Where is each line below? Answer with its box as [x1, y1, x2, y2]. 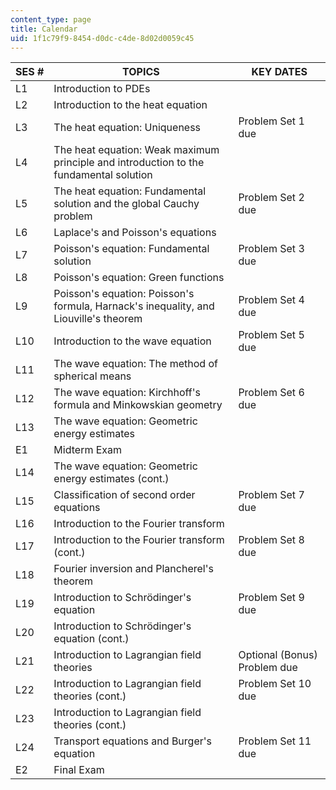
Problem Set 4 [238, 293, 305, 307]
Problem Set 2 [238, 191, 305, 205]
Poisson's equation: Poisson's [53, 287, 195, 301]
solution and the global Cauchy [53, 197, 200, 211]
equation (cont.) [53, 632, 130, 646]
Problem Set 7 [238, 488, 305, 502]
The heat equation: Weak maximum [53, 143, 220, 157]
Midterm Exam [53, 443, 123, 457]
